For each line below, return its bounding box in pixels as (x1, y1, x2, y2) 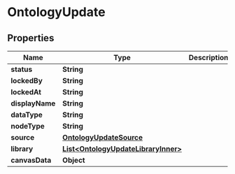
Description (188, 53, 229, 62)
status (10, 64, 33, 74)
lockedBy (10, 76, 43, 85)
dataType (10, 110, 43, 119)
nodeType (10, 122, 45, 131)
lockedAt (10, 87, 42, 96)
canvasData (10, 155, 52, 165)
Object (62, 155, 85, 165)
